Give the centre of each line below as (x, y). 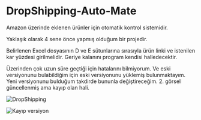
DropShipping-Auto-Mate (71, 11)
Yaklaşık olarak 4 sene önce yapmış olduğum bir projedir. (77, 39)
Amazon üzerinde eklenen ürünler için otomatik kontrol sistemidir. (87, 27)
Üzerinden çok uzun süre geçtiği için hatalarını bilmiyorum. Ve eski (88, 68)
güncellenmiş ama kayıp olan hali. (48, 87)
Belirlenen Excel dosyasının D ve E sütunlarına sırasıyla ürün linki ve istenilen (101, 50)
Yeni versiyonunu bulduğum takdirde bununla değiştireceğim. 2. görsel (94, 81)
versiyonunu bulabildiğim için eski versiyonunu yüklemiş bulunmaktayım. (96, 75)
